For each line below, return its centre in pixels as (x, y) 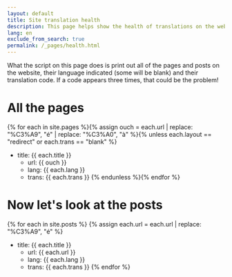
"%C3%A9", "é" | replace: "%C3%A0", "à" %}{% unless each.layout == (109, 134)
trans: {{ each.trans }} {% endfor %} (79, 267)
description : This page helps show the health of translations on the (111, 26)
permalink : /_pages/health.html (54, 46)
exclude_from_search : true (46, 39)
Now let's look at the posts (85, 205)
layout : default (30, 13)
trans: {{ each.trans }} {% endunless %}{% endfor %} (104, 177)
